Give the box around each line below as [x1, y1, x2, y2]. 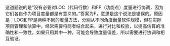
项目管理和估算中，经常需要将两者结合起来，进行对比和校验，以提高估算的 [5, 23, 160, 29]
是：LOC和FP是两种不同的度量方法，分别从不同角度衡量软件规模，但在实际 [5, 17, 162, 22]
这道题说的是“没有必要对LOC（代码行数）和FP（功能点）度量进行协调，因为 [5, 4, 163, 10]
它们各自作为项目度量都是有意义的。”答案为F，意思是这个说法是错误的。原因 [5, 10, 163, 16]
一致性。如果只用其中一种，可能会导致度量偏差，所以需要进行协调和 [18, 29, 160, 35]
